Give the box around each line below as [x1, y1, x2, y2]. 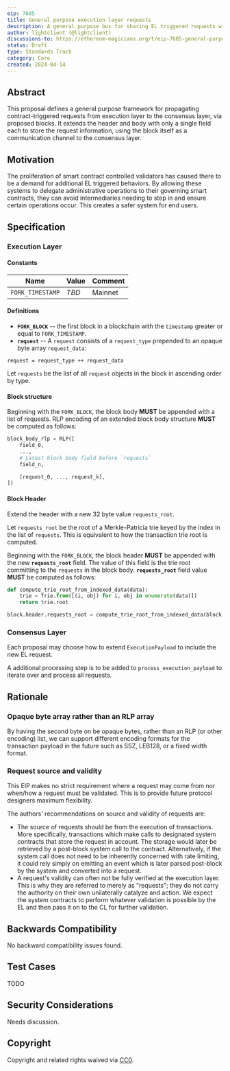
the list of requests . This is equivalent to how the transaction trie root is [7, 530, 207, 539]
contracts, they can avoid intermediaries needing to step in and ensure [7, 194, 207, 203]
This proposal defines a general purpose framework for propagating [7, 104, 200, 113]
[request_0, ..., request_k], [19, 473, 106, 481]
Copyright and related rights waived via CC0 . [7, 1055, 134, 1064]
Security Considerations [7, 1000, 114, 1011]
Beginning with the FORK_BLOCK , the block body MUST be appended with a [7, 408, 216, 416]
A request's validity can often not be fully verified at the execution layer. [16, 874, 220, 882]
